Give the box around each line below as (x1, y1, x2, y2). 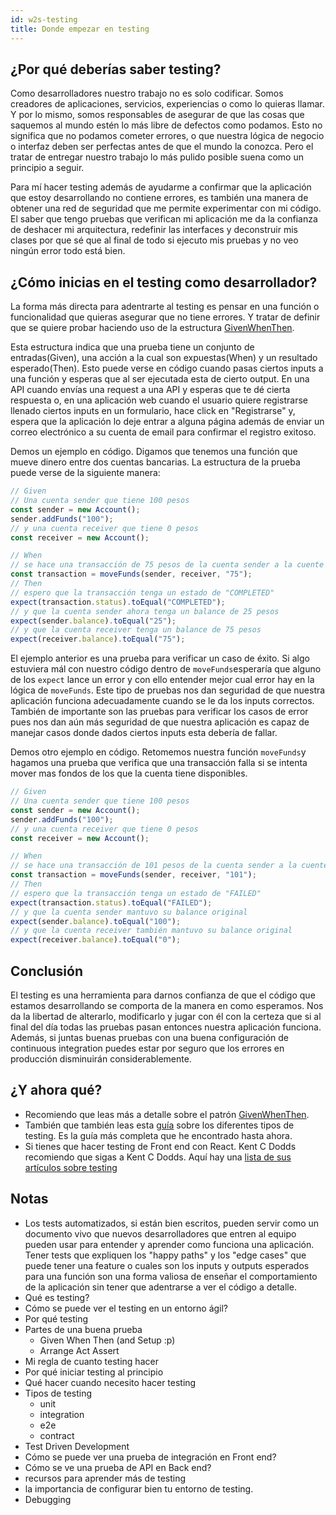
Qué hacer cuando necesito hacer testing (24, 1376, 197, 1388)
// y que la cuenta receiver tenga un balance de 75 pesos (10, 625, 262, 635)
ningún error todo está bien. (10, 245, 126, 257)
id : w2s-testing (10, 14, 78, 25)
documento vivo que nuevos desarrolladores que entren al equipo (24, 1227, 297, 1240)
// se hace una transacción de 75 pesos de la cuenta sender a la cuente (10, 560, 325, 570)
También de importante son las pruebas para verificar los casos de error (10, 706, 309, 718)
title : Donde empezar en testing (10, 24, 150, 34)
